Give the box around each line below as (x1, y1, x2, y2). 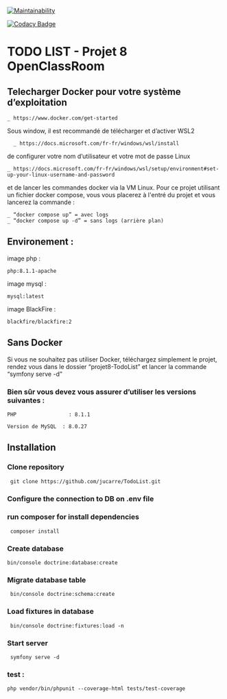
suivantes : (7, 395, 45, 405)
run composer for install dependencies (7, 512, 139, 522)
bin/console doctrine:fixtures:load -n (10, 622, 125, 629)
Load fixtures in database (7, 607, 94, 617)
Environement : (7, 236, 74, 247)
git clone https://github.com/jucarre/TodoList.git (10, 478, 161, 485)
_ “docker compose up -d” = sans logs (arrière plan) (7, 217, 165, 224)
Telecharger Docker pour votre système (7, 86, 182, 98)
